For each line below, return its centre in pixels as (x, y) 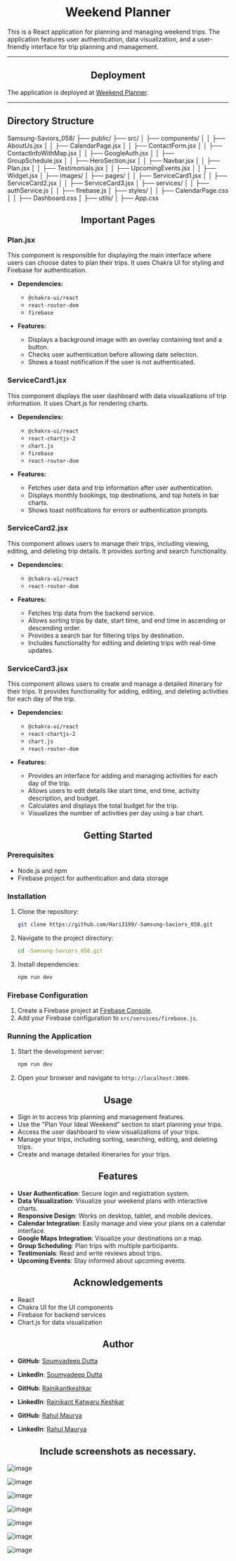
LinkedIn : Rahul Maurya (52, 1429)
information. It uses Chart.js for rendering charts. (78, 403)
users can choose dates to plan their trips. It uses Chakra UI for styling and (116, 263)
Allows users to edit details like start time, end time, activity (114, 791)
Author (118, 1344)
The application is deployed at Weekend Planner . (78, 92)
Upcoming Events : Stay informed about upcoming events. (102, 1261)
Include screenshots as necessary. (118, 1451)
